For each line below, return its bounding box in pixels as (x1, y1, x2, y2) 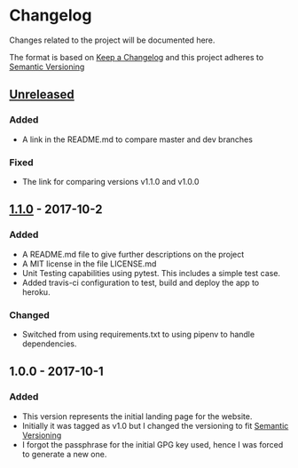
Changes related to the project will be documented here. (9, 35, 216, 45)
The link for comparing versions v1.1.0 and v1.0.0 (21, 176, 200, 186)
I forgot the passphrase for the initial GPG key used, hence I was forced (21, 439, 284, 449)
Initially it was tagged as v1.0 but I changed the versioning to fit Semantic (21, 420, 289, 431)
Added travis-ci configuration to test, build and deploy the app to (21, 277, 260, 288)
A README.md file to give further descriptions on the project (21, 249, 245, 259)
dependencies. (21, 338, 77, 349)
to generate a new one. (21, 448, 107, 459)
